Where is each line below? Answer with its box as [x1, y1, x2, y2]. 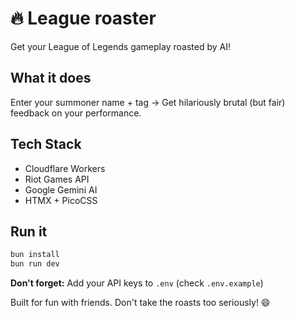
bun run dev [10, 259, 60, 269]
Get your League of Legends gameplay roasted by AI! [10, 40, 231, 52]
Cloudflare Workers [24, 162, 106, 174]
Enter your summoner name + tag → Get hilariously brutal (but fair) [10, 96, 286, 108]
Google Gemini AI [24, 183, 98, 196]
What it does [10, 70, 92, 87]
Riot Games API [24, 173, 90, 185]
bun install [10, 250, 60, 260]
